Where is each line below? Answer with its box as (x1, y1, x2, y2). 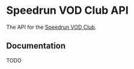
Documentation (6, 41, 66, 51)
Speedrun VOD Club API (6, 4, 129, 17)
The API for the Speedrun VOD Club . (6, 23, 97, 31)
